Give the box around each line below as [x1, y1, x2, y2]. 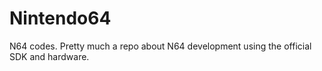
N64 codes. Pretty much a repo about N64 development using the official [9, 40, 312, 52]
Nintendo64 [9, 7, 112, 30]
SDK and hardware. [9, 50, 90, 62]
